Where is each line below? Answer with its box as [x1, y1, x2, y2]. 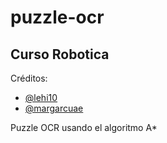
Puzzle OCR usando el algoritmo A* [10, 122, 158, 133]
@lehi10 [24, 92, 58, 103]
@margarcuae [24, 102, 84, 114]
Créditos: [10, 72, 48, 84]
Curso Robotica [10, 46, 110, 63]
